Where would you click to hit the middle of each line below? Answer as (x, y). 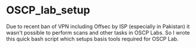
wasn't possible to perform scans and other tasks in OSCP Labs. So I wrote (98, 32)
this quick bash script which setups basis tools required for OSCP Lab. (92, 39)
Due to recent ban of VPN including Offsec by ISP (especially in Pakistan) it (98, 26)
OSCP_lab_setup (48, 10)
